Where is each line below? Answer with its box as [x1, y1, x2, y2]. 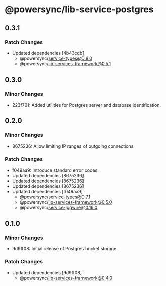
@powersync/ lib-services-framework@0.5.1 [19, 60, 111, 66]
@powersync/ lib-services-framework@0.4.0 [19, 275, 113, 281]
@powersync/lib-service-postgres [5, 4, 154, 15]
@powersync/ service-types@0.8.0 [19, 55, 93, 61]
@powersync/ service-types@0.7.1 [19, 194, 91, 200]
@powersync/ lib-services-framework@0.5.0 [19, 199, 112, 205]
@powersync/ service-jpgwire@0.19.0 [19, 204, 98, 210]
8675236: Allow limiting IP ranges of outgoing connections [12, 143, 134, 149]
